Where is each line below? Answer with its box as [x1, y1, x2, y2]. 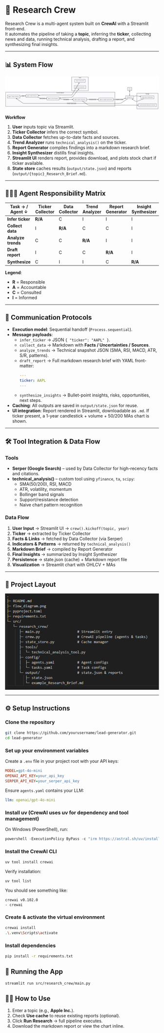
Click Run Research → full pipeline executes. [12, 1018, 103, 1024]
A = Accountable [12, 285, 46, 290]
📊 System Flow [5, 61, 53, 69]
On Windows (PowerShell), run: [5, 826, 68, 832]
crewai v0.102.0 [5, 897, 38, 902]
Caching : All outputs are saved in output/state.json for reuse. [12, 402, 138, 408]
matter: [19, 363, 34, 369]
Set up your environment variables [5, 747, 89, 754]
